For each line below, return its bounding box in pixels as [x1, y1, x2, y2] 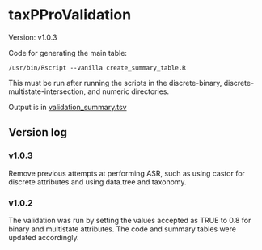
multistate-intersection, [8, 87, 87, 96]
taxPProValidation [8, 6, 132, 24]
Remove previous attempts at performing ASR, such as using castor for [8, 168, 245, 178]
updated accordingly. [8, 232, 79, 242]
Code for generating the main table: [8, 48, 128, 57]
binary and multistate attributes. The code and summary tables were [8, 224, 237, 234]
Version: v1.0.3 [8, 32, 57, 42]
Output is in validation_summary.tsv [8, 102, 127, 112]
